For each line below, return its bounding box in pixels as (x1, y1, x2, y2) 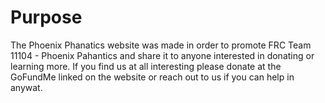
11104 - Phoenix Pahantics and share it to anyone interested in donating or (10, 49, 315, 61)
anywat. (10, 81, 43, 93)
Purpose (10, 6, 83, 29)
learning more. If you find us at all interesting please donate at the (10, 60, 282, 72)
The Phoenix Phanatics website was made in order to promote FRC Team (10, 39, 312, 51)
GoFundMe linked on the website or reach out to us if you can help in (10, 71, 295, 83)
